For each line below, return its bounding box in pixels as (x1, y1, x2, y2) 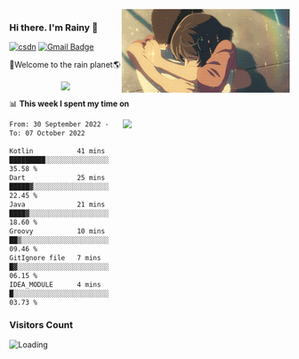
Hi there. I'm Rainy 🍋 (9, 21, 99, 34)
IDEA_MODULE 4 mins (9, 281, 101, 290)
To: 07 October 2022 (9, 129, 86, 138)
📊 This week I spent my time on (9, 98, 130, 110)
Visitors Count (9, 319, 74, 331)
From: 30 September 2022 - (9, 120, 109, 129)
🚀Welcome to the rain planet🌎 (9, 60, 121, 70)
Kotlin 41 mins (9, 147, 105, 156)
